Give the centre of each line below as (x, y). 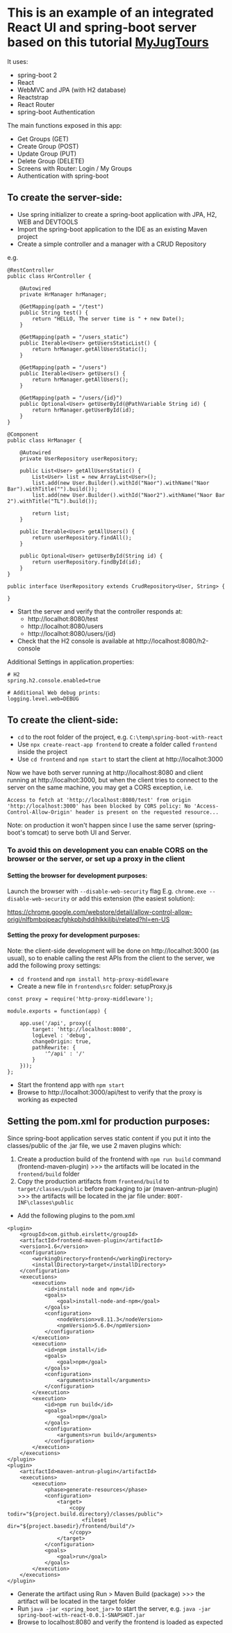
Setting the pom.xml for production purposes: (109, 1121)
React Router (36, 104)
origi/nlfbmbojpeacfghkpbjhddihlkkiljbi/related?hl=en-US (89, 919)
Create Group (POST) (48, 146)
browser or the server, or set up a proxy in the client (96, 859)
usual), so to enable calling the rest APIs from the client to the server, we (111, 958)
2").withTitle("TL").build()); (52, 501)
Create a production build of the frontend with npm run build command (119, 1159)
